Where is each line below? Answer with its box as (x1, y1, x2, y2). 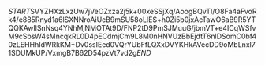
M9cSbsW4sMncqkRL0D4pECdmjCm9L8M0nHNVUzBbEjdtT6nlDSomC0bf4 (8, 31, 257, 41)
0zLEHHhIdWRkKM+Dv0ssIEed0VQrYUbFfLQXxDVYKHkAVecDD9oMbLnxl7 (8, 40, 256, 49)
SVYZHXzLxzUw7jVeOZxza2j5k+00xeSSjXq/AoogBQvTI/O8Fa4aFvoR (30, 7, 257, 16)
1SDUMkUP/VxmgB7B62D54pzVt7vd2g (8, 49, 137, 57)
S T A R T (8, 7, 31, 16)
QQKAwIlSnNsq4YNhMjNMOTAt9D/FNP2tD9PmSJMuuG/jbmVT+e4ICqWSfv (8, 23, 256, 32)
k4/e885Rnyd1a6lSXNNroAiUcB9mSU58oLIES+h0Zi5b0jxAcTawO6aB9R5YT (8, 15, 256, 24)
